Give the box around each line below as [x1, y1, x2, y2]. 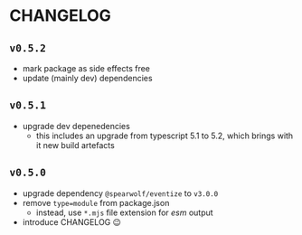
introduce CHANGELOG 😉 [22, 216, 122, 227]
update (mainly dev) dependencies [22, 73, 153, 83]
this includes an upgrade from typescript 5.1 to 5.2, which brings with [35, 130, 294, 141]
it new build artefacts [35, 139, 115, 150]
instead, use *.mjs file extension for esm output [35, 207, 214, 218]
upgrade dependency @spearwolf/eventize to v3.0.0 [22, 187, 219, 199]
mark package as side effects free [22, 63, 151, 73]
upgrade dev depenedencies [22, 120, 131, 131]
